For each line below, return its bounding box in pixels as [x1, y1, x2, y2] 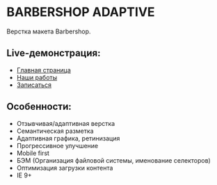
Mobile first [16, 149, 50, 157]
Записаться [16, 81, 52, 89]
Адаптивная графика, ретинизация [16, 134, 120, 143]
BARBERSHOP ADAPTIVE [6, 4, 155, 20]
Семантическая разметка [16, 127, 95, 135]
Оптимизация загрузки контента [16, 163, 113, 172]
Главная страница [16, 65, 71, 74]
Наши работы [16, 73, 58, 81]
